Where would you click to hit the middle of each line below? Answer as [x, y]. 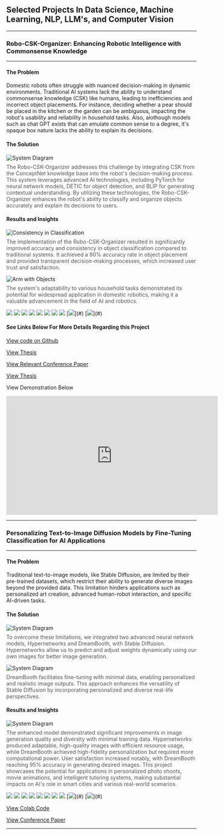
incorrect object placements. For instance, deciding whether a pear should [99, 105]
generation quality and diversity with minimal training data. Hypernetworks [99, 739]
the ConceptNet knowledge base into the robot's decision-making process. [100, 173]
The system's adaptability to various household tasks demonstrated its [94, 288]
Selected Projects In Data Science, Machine [90, 10]
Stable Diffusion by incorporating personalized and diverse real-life [90, 690]
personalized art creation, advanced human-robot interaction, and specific [99, 594]
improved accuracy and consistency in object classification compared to [97, 248]
